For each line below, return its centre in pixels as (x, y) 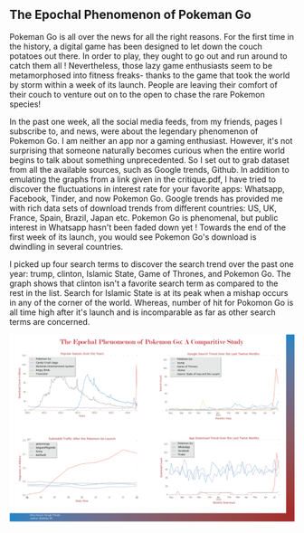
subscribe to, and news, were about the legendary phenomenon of (134, 131)
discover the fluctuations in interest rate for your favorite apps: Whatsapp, (147, 188)
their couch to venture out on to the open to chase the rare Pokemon (137, 94)
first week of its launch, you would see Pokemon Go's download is (133, 237)
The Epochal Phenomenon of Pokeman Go (130, 15)
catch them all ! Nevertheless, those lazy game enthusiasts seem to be (141, 65)
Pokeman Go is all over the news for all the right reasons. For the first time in (152, 36)
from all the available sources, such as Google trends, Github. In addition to (149, 169)
